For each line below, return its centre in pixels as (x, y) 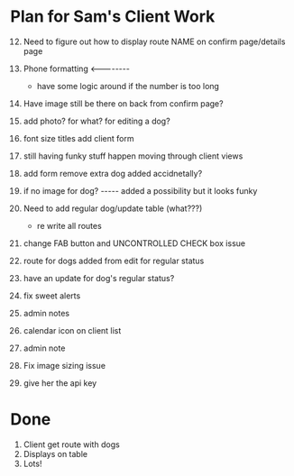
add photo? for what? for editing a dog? (96, 121)
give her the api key (60, 383)
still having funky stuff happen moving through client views (133, 156)
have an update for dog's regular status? (99, 278)
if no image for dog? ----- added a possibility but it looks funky (140, 190)
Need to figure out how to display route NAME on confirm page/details (154, 41)
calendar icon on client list (72, 330)
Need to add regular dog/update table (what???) (113, 208)
